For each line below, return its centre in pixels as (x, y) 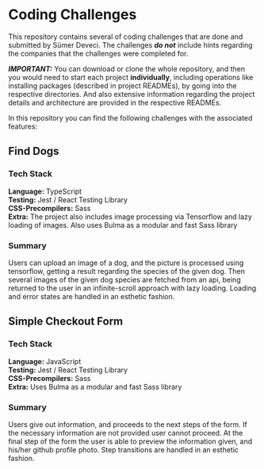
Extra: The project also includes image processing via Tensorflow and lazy (130, 217)
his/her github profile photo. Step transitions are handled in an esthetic (124, 449)
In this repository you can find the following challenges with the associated (130, 117)
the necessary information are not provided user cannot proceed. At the (126, 432)
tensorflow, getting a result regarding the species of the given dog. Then (127, 271)
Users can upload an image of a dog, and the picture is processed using (126, 263)
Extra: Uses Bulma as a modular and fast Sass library (95, 386)
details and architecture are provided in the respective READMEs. (115, 102)
